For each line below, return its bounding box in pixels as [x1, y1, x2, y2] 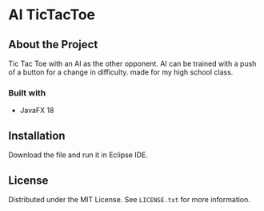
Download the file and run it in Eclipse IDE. [8, 150, 148, 160]
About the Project [8, 38, 98, 51]
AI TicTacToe [8, 6, 96, 24]
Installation [8, 128, 66, 142]
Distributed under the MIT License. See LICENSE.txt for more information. [8, 194, 250, 204]
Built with [8, 87, 46, 98]
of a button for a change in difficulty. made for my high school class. [8, 67, 234, 77]
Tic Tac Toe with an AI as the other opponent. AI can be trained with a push [8, 59, 257, 68]
